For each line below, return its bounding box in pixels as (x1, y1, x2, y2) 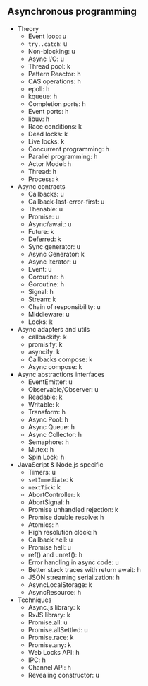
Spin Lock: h (27, 453, 65, 461)
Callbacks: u (27, 190, 65, 198)
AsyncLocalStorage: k (27, 580, 92, 589)
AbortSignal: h (27, 498, 70, 506)
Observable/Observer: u (27, 385, 99, 393)
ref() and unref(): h (27, 550, 83, 559)
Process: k (27, 175, 59, 183)
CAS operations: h (27, 77, 81, 86)
